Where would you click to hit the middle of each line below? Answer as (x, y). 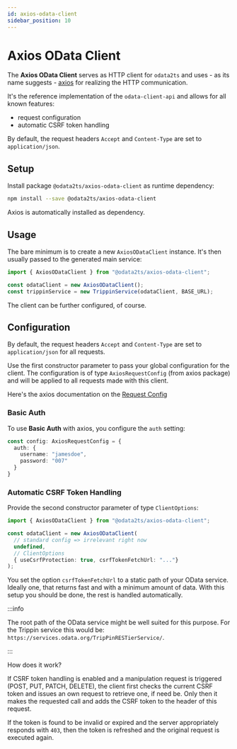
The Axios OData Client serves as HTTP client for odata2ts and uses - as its (118, 75)
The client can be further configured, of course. (77, 305)
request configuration (49, 118)
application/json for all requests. (56, 352)
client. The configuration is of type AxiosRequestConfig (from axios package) (119, 373)
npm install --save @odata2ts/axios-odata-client (82, 199)
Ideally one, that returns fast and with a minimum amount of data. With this (116, 587)
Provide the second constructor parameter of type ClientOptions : (103, 508)
